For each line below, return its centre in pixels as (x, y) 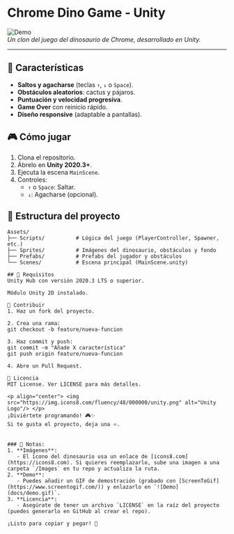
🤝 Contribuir (26, 305)
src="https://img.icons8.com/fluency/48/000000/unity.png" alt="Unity (112, 403)
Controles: (32, 180)
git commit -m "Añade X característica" (67, 348)
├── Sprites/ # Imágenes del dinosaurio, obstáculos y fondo (112, 251)
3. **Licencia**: (32, 499)
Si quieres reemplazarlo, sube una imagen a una (147, 463)
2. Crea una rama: (34, 324)
